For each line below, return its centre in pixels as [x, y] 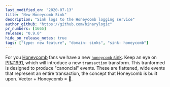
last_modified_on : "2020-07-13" [39, 10]
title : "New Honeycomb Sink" [36, 15]
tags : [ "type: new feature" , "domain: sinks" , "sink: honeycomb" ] [77, 43]
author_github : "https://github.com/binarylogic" [59, 24]
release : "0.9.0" [24, 33]
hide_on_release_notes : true [36, 38]
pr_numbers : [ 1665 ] [26, 29]
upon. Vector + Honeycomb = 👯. [39, 78]
